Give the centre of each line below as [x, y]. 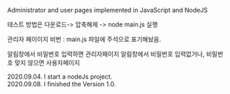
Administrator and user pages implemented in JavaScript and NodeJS [107, 10]
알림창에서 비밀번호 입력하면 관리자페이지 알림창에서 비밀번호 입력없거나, [106, 54]
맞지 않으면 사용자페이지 [47, 63]
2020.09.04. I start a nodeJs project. [60, 77]
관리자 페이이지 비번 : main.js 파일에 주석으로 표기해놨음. [84, 39]
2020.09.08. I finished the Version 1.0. [62, 84]
